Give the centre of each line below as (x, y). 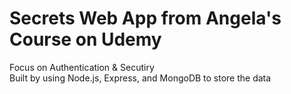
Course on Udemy (85, 39)
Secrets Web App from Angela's (145, 18)
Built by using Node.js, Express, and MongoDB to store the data (140, 78)
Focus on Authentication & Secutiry (82, 67)
